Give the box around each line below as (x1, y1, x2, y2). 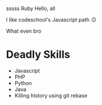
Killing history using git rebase (14, 92, 87, 99)
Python (14, 79, 32, 86)
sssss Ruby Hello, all (6, 5, 55, 12)
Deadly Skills (6, 48, 71, 61)
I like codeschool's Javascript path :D (6, 16, 96, 23)
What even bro (6, 27, 42, 34)
